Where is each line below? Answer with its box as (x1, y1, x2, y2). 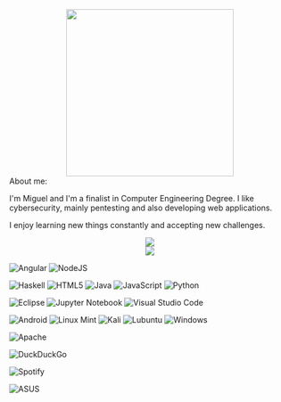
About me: (9, 176, 47, 186)
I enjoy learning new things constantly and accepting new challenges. (9, 220, 266, 230)
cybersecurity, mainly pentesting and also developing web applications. (9, 202, 273, 213)
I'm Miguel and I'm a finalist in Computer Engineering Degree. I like (9, 193, 254, 203)
